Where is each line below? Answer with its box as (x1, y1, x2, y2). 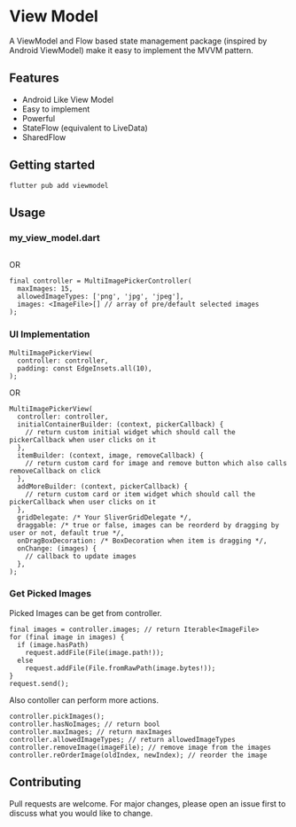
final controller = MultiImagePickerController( (9, 277, 192, 285)
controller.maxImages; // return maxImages (9, 727, 173, 737)
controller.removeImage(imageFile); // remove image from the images (9, 743, 272, 752)
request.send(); (9, 679, 69, 688)
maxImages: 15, (17, 285, 74, 293)
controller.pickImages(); (9, 712, 105, 721)
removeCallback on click (9, 466, 101, 475)
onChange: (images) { (17, 543, 97, 553)
